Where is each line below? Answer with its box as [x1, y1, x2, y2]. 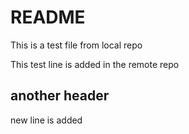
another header [10, 87, 110, 105]
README [10, 6, 86, 29]
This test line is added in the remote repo [10, 58, 180, 70]
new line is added [10, 114, 83, 126]
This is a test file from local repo [10, 39, 143, 51]
